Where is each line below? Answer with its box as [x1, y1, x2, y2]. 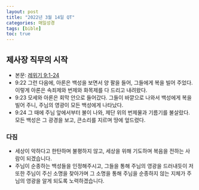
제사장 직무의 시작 [6, 54, 68, 65]
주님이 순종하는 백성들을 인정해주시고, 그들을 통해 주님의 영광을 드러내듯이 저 [14, 163, 194, 170]
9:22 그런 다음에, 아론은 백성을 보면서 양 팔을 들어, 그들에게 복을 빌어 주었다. [14, 79, 193, 86]
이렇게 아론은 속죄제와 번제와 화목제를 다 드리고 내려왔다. [14, 86, 148, 93]
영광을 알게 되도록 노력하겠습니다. [26, 177, 105, 185]
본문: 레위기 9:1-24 [14, 71, 60, 78]
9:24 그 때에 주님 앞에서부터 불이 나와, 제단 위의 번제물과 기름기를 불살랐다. [14, 109, 190, 116]
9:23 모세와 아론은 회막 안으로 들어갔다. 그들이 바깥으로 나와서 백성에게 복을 [14, 94, 192, 101]
